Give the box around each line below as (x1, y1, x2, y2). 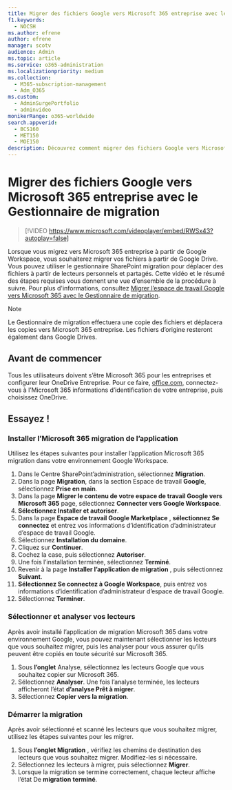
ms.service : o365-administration (8, 61, 104, 68)
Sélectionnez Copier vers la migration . (17, 692, 129, 700)
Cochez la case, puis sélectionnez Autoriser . (17, 551, 147, 559)
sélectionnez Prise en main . (17, 484, 98, 493)
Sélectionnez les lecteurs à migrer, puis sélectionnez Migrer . (17, 760, 190, 769)
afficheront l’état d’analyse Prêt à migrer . (17, 684, 136, 693)
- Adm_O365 (14, 87, 45, 94)
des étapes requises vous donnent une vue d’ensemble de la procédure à (8, 277, 216, 285)
